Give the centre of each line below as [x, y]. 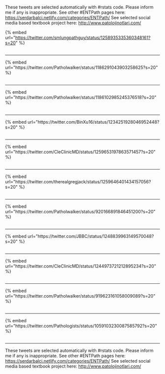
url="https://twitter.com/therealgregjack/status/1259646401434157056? [78, 182]
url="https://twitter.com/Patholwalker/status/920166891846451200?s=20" [80, 212]
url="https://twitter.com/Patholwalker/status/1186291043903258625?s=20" [82, 68]
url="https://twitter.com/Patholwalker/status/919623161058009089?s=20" [80, 296]
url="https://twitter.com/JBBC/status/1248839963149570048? [91, 236]
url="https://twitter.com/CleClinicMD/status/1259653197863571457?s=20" [80, 152]
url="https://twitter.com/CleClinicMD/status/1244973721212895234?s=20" [81, 266]
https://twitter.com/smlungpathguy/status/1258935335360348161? [83, 37]
